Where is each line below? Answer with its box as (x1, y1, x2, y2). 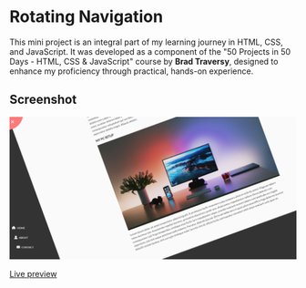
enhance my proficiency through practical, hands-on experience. (9, 66, 254, 77)
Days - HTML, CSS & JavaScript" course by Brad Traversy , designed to (9, 56, 279, 67)
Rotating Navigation (9, 6, 164, 27)
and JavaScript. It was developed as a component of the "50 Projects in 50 (9, 46, 291, 57)
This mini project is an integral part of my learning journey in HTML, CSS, (9, 36, 284, 47)
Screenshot (9, 92, 77, 108)
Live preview (9, 269, 57, 280)
